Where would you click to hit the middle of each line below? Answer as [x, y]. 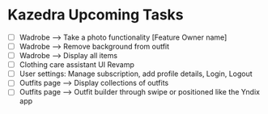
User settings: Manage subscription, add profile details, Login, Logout [136, 74]
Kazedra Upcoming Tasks [96, 15]
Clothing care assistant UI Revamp [77, 65]
